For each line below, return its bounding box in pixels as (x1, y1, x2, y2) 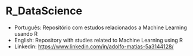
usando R (14, 30, 38, 37)
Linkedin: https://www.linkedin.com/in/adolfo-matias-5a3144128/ (14, 43, 174, 50)
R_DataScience (5, 4, 83, 18)
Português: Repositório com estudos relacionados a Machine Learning (14, 24, 187, 31)
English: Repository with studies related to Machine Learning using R (14, 36, 183, 43)
